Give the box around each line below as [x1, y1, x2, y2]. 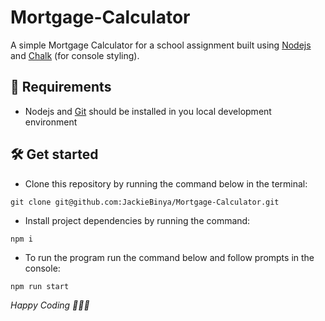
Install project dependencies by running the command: [24, 214, 251, 226]
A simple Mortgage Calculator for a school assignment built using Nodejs [10, 39, 312, 51]
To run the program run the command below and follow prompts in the [24, 251, 315, 263]
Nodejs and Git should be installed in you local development [24, 105, 272, 117]
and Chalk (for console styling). [10, 49, 140, 61]
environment [24, 116, 78, 128]
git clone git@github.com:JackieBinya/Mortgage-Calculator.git [10, 197, 280, 207]
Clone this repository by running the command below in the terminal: [24, 177, 308, 190]
